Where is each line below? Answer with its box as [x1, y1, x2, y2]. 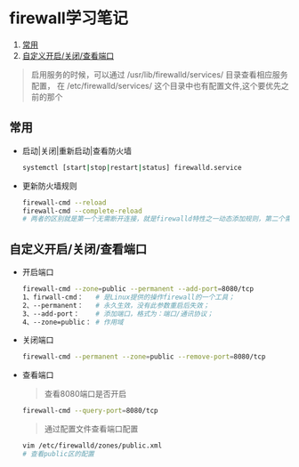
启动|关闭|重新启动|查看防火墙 [21, 145, 132, 156]
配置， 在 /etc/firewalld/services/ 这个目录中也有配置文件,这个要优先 [30, 80, 282, 91]
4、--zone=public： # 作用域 [21, 318, 124, 326]
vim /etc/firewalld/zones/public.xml [21, 441, 163, 450]
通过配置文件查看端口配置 [44, 423, 139, 434]
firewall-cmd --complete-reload [21, 206, 142, 215]
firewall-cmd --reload [21, 197, 107, 207]
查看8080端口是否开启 [44, 389, 127, 399]
